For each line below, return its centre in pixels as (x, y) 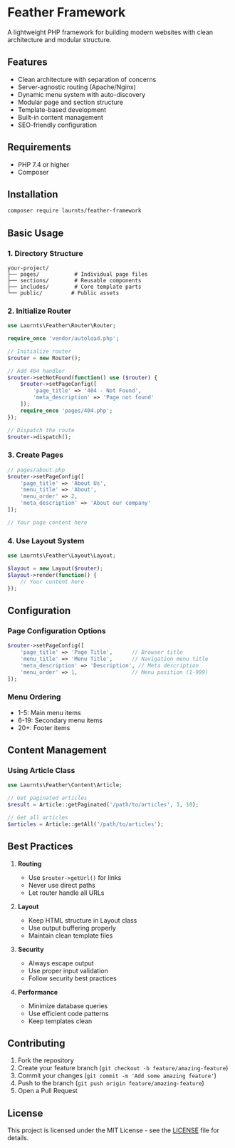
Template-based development (62, 109)
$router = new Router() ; (44, 358)
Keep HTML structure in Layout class (83, 920)
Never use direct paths (62, 885)
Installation (33, 194)
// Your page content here (47, 522)
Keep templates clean (60, 1021)
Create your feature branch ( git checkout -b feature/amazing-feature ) (123, 1068)
